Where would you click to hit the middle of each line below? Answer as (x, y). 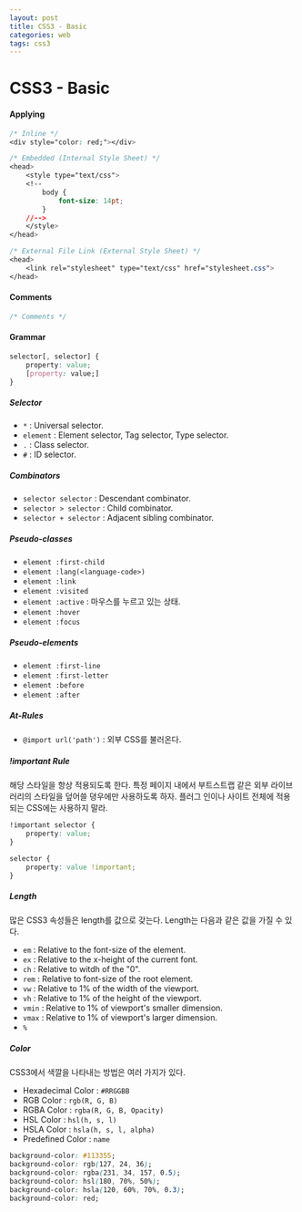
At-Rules (26, 715)
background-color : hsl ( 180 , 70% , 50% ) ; (85, 1182)
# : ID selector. (50, 455)
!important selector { (52, 825)
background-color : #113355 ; (63, 1156)
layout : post (34, 18)
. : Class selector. (55, 445)
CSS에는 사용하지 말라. (67, 808)
